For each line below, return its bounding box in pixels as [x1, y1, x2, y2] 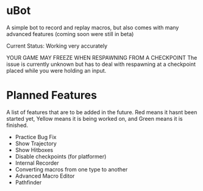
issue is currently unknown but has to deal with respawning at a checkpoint [6, 60, 196, 68]
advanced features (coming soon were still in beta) [6, 30, 134, 37]
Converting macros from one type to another [15, 165, 128, 173]
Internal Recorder [15, 159, 59, 167]
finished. [6, 121, 29, 129]
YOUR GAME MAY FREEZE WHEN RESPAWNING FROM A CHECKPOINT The [6, 54, 198, 61]
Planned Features [6, 88, 98, 103]
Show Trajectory [15, 140, 57, 147]
